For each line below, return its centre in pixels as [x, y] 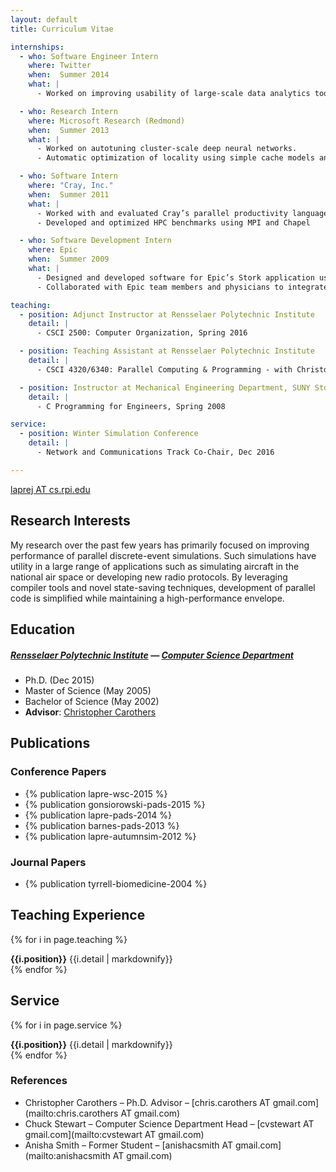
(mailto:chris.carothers [71, 1113]
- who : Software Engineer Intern [89, 56]
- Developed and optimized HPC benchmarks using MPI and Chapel [173, 222]
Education [43, 629]
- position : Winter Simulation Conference [109, 434]
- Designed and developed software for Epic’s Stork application [175, 277]
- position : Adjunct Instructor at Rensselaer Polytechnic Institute [167, 314]
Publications [50, 743]
